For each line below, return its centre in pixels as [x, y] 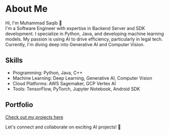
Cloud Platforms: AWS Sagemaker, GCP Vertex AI [64, 83]
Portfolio [19, 105]
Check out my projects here [34, 117]
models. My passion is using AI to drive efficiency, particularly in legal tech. [84, 39]
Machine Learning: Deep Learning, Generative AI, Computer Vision [82, 78]
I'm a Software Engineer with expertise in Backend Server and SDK [75, 28]
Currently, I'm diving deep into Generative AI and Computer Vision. [75, 44]
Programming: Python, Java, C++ [47, 73]
